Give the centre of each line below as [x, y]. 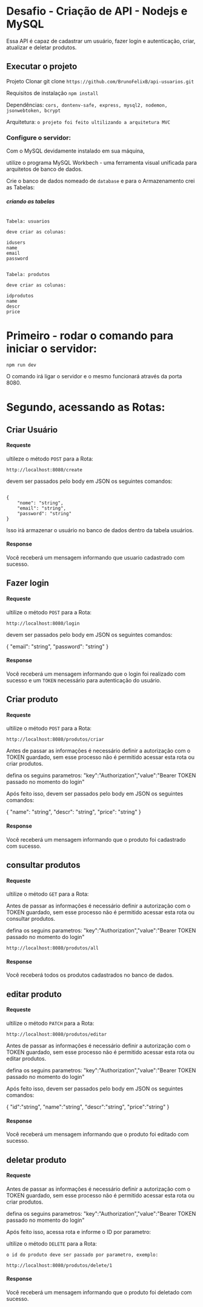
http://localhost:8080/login [43, 623]
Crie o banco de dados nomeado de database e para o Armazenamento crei [101, 181]
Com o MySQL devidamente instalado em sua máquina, [75, 151]
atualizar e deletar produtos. [42, 47]
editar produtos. [26, 1058]
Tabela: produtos [28, 275]
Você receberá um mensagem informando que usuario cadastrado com [95, 557]
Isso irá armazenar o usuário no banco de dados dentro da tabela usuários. [100, 530]
